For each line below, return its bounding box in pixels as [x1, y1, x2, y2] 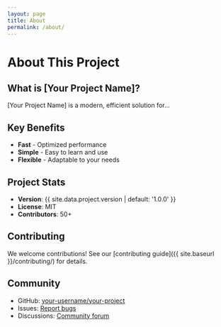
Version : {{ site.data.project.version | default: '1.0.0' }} [17, 195, 176, 203]
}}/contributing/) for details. [7, 257, 88, 265]
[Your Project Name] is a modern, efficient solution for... [7, 101, 170, 110]
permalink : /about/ [7, 23, 65, 31]
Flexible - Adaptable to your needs [17, 155, 120, 164]
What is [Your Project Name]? [7, 82, 140, 94]
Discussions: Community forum [17, 311, 110, 320]
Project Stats [7, 176, 66, 188]
